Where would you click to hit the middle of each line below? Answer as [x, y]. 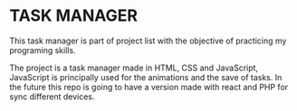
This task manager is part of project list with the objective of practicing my [148, 41]
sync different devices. [52, 97]
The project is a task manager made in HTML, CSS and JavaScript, [134, 68]
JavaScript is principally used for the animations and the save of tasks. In [146, 77]
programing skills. [43, 50]
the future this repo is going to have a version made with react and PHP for [149, 87]
